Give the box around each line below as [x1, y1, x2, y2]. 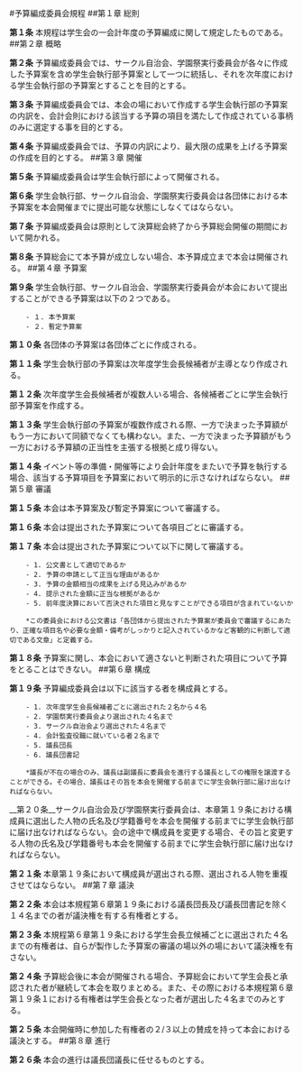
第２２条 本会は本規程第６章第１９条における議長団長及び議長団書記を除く [9, 899, 289, 909]
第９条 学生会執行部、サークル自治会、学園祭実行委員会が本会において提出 [9, 282, 289, 292]
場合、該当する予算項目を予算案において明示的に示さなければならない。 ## [9, 472, 290, 482]
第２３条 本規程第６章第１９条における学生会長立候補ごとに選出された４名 [9, 930, 289, 940]
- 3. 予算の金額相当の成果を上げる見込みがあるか [25, 580, 188, 589]
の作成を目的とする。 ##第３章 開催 [9, 152, 142, 162]
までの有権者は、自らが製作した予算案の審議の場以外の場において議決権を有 [9, 940, 294, 951]
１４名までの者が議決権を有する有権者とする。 [9, 910, 183, 921]
